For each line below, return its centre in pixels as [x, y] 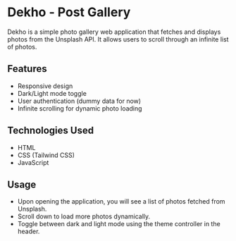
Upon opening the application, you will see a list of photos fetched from [121, 202]
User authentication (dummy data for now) [79, 101]
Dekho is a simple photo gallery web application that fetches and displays [114, 32]
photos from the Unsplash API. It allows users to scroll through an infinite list [118, 39]
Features [27, 69]
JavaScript [33, 162]
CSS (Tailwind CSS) [46, 155]
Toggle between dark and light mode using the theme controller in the [119, 224]
